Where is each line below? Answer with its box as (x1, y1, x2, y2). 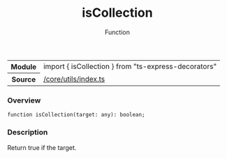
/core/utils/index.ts (43, 74, 105, 84)
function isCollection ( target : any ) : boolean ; (7, 112, 145, 119)
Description (7, 128, 48, 137)
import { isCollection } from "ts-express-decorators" (43, 61, 217, 71)
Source (11, 75, 36, 84)
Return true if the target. (7, 143, 77, 151)
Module (10, 61, 37, 71)
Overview (7, 96, 41, 105)
